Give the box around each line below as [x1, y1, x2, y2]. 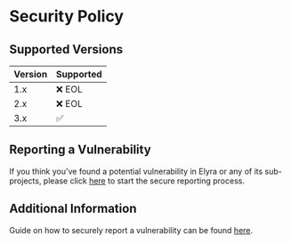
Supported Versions [9, 42, 123, 57]
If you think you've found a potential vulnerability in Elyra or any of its [9, 166, 263, 176]
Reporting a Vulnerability [9, 142, 151, 158]
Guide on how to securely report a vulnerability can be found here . [9, 224, 254, 235]
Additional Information [9, 201, 137, 216]
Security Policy [9, 6, 125, 27]
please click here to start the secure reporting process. [43, 175, 245, 186]
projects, [9, 175, 42, 186]
